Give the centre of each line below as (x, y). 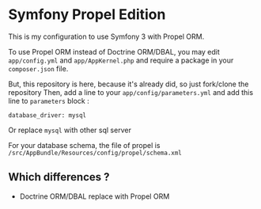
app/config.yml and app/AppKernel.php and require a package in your (121, 60)
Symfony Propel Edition (87, 15)
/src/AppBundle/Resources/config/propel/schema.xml (95, 153)
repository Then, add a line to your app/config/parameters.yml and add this (131, 92)
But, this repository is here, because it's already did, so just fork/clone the (129, 84)
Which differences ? (59, 177)
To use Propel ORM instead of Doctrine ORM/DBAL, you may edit (114, 51)
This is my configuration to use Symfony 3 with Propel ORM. (106, 36)
